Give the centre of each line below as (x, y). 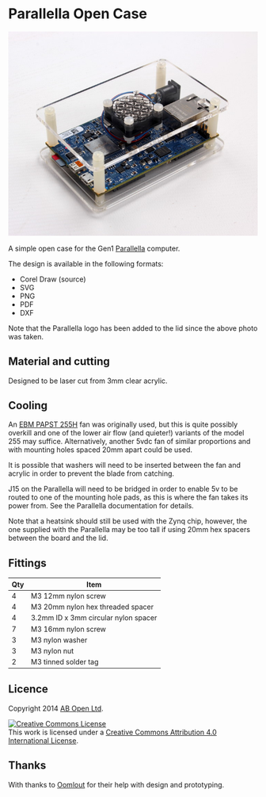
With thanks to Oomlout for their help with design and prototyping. (116, 784)
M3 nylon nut (52, 651)
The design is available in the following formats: (86, 263)
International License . (44, 740)
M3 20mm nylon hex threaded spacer (92, 607)
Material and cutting (59, 362)
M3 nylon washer (59, 640)
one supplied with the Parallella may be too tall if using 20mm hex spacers (129, 530)
